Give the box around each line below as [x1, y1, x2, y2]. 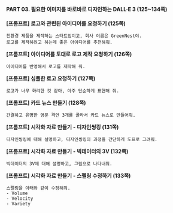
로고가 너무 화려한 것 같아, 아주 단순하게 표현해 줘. [6, 88, 120, 94]
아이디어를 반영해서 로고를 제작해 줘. [6, 63, 86, 70]
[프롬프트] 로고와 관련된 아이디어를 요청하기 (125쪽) [6, 20, 126, 27]
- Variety [6, 201, 31, 207]
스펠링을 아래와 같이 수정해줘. [6, 185, 71, 191]
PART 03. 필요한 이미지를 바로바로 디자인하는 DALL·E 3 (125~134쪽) [6, 5, 168, 13]
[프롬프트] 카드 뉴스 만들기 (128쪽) [6, 99, 86, 106]
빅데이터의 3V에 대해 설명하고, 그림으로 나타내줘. [6, 161, 113, 167]
